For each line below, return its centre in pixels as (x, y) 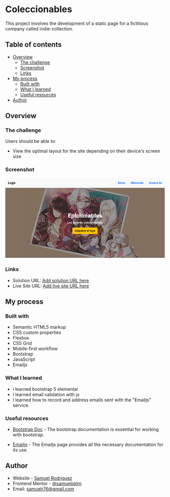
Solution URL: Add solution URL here (51, 280)
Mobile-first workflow (35, 349)
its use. (20, 450)
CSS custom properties (37, 332)
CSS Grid (22, 343)
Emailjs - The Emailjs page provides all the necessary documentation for (88, 445)
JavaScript (24, 359)
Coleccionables (39, 9)
